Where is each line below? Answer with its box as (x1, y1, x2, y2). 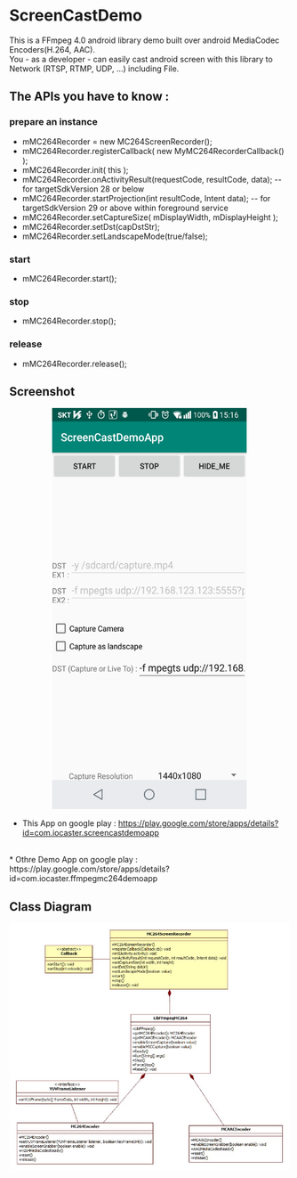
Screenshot (9, 384, 76, 399)
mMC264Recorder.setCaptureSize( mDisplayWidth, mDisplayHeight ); (21, 211, 278, 223)
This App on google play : (21, 818, 117, 829)
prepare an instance (9, 116, 98, 128)
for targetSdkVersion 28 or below (21, 184, 145, 194)
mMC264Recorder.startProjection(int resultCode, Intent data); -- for (21, 192, 271, 203)
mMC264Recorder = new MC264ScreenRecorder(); (21, 135, 213, 147)
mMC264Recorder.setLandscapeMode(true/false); (21, 231, 208, 241)
